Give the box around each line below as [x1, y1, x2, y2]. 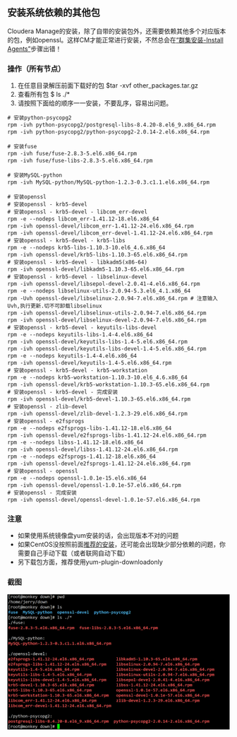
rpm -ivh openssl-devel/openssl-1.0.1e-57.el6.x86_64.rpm [7, 482, 181, 489]
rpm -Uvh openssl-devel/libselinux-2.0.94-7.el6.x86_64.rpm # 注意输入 [7, 295, 219, 302]
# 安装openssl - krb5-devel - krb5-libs [7, 237, 126, 244]
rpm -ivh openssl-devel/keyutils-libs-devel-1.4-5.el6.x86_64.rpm [7, 346, 207, 353]
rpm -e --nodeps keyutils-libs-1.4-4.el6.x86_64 [7, 331, 153, 338]
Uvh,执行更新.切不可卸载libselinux [7, 302, 102, 309]
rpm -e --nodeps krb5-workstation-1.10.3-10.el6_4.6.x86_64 [7, 374, 188, 382]
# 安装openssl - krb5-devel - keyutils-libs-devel [7, 324, 157, 331]
